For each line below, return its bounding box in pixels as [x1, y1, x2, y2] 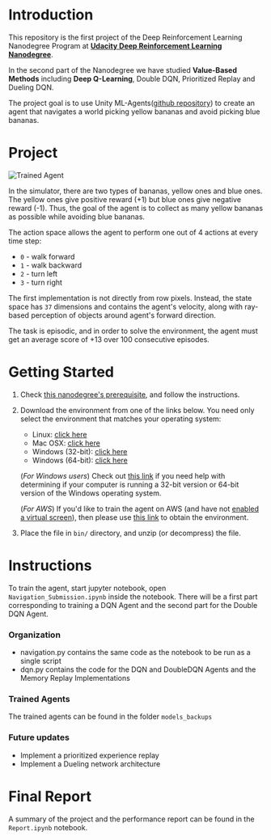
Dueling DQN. [8, 82, 54, 92]
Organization [8, 629, 61, 640]
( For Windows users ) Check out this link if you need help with [19, 471, 226, 480]
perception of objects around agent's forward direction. [31, 310, 217, 320]
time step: [8, 236, 42, 246]
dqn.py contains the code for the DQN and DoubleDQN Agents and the [19, 665, 256, 674]
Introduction [8, 6, 94, 24]
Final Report [8, 787, 91, 805]
